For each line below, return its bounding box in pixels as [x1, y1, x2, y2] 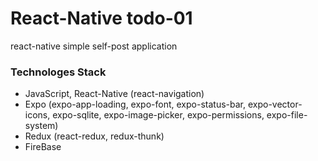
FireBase [24, 141, 62, 153]
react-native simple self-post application [10, 40, 178, 52]
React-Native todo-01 [10, 7, 193, 30]
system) [24, 120, 59, 132]
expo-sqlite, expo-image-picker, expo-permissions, [52, 109, 265, 121]
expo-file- [266, 109, 308, 121]
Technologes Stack [10, 65, 107, 79]
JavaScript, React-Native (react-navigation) [24, 88, 205, 100]
